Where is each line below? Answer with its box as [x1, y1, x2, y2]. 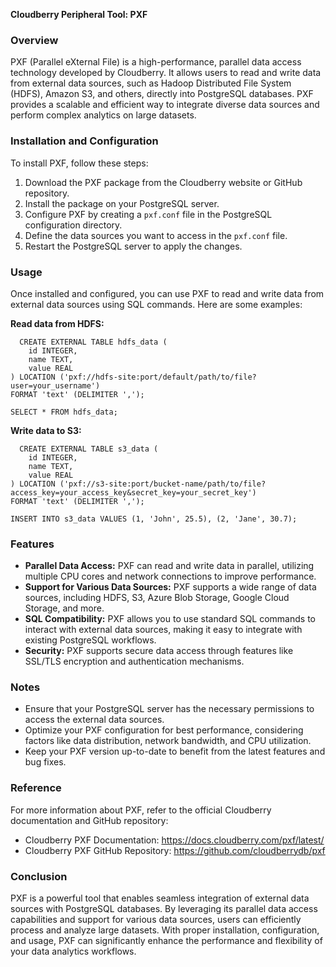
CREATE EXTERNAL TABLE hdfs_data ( [19, 337, 168, 347]
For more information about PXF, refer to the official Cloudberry [10, 804, 272, 816]
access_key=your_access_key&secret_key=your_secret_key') [10, 487, 257, 498]
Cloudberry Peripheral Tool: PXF [10, 9, 148, 20]
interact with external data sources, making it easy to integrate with [24, 624, 303, 636]
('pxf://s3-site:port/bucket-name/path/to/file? [59, 479, 267, 489]
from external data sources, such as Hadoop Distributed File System [10, 77, 292, 89]
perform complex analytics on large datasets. [10, 109, 197, 121]
